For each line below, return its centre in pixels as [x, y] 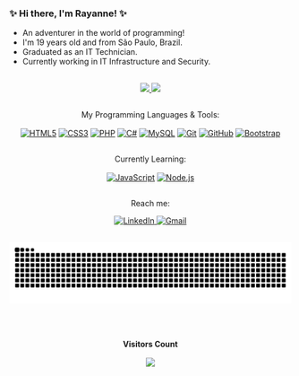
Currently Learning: [150, 159]
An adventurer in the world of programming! [103, 33]
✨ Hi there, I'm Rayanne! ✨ [68, 13]
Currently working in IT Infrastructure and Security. [116, 62]
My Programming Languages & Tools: [150, 115]
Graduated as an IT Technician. [80, 52]
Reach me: [150, 204]
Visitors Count [150, 344]
